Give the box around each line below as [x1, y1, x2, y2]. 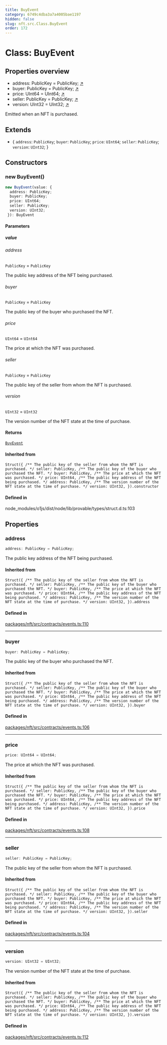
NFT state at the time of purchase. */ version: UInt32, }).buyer [5, 703, 146, 708]
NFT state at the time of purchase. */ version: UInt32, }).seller [5, 909, 148, 914]
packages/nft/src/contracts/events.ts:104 [5, 931, 90, 937]
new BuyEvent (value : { [5, 185, 52, 190]
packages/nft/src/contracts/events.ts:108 [5, 827, 90, 833]
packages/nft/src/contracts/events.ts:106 [5, 724, 90, 730]
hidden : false [5, 16, 35, 21]
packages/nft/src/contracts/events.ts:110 [5, 621, 89, 627]
